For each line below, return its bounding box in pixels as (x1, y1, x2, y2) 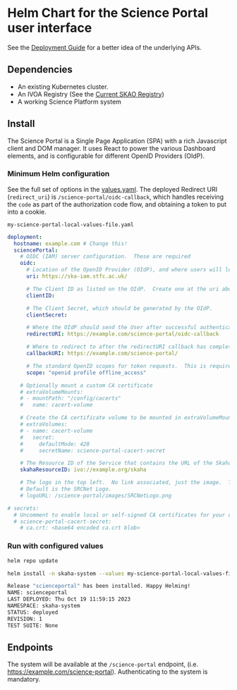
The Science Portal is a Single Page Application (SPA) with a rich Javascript (7, 136, 227, 145)
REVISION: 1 (7, 615, 42, 622)
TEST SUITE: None (7, 622, 59, 629)
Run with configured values (7, 541, 104, 551)
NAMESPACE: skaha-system (7, 603, 80, 610)
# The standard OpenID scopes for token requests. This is (25, 362, 207, 369)
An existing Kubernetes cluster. (17, 82, 109, 91)
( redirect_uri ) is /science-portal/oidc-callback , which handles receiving (7, 192, 224, 201)
